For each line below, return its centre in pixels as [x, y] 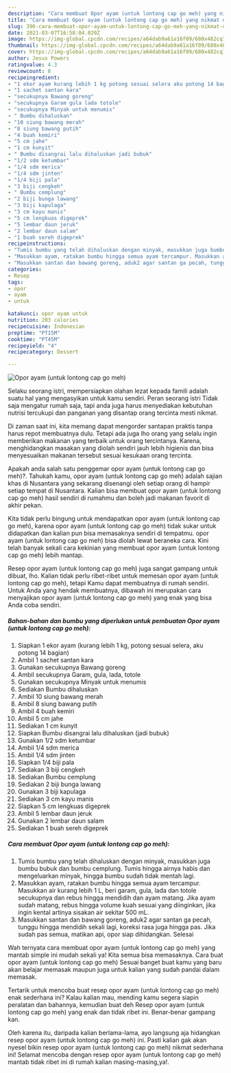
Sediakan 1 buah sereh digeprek [63, 828]
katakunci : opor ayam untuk [48, 314]
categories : [25, 269]
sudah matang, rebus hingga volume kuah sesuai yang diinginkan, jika [117, 905]
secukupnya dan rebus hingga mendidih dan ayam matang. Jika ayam [116, 898]
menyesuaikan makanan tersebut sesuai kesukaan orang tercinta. [100, 455]
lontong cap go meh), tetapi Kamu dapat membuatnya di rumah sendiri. [109, 583]
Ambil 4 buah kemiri [46, 711]
